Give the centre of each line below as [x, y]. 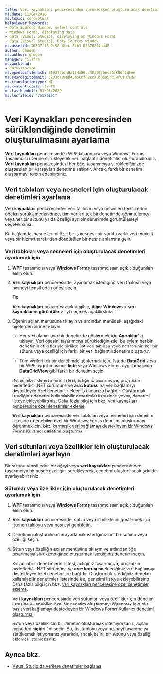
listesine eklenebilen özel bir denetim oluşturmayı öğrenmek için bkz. [81, 604]
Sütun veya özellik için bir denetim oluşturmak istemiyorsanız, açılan [80, 624]
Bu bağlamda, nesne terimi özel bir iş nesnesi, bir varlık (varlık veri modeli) [79, 233]
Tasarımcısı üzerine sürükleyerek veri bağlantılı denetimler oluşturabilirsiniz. [81, 159]
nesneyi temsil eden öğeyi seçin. [45, 288]
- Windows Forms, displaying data [40, 32]
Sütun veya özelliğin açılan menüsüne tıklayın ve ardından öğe [74, 549]
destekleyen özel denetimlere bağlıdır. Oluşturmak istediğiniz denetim [81, 574]
